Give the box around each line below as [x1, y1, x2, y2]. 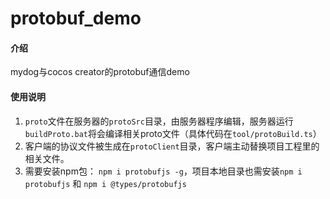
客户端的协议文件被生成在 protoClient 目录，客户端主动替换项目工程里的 [24, 140, 320, 152]
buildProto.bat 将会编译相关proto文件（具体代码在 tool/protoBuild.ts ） [24, 127, 322, 139]
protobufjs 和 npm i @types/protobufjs [24, 177, 187, 189]
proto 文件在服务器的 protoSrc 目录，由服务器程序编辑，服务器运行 [24, 115, 294, 127]
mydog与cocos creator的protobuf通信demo [10, 66, 190, 78]
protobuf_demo [10, 7, 142, 30]
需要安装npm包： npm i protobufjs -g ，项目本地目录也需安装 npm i [24, 165, 303, 177]
